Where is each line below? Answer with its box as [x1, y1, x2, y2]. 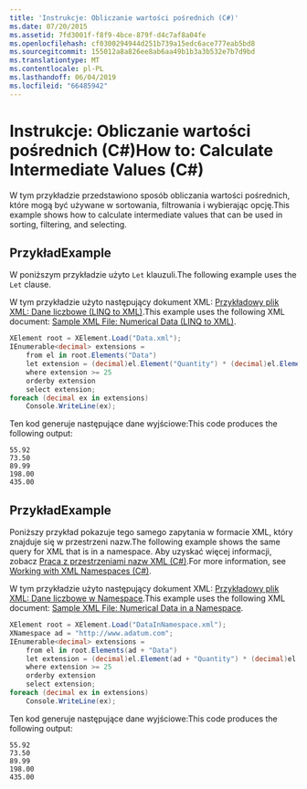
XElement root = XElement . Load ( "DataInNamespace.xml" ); [9, 620, 227, 630]
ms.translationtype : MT [9, 56, 101, 65]
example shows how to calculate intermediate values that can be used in [9, 209, 283, 220]
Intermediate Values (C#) [9, 159, 205, 180]
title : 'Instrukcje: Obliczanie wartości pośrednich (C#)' [9, 13, 239, 23]
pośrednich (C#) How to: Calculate [9, 140, 274, 161]
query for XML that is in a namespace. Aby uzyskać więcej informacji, [9, 546, 272, 557]
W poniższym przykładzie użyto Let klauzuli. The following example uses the [9, 269, 297, 280]
